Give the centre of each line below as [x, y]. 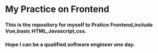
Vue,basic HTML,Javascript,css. [46, 31]
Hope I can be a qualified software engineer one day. [70, 44]
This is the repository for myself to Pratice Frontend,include [79, 25]
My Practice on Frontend [57, 9]
